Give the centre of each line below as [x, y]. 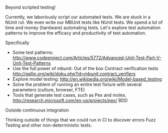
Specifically [17, 43]
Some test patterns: [33, 52]
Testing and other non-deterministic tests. [49, 125]
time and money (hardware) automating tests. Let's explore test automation [83, 28]
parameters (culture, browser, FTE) [49, 90]
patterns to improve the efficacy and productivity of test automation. [76, 33]
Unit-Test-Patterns [32, 63]
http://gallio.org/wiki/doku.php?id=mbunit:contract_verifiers [74, 74]
